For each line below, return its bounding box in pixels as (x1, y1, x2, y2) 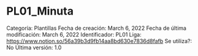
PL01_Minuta (6, 4, 74, 18)
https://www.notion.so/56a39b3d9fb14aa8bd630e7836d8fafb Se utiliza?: (6, 37, 192, 44)
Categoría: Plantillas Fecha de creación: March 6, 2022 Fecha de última (6, 24, 187, 32)
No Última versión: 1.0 (6, 44, 62, 51)
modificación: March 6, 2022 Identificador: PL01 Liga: (6, 30, 142, 38)
